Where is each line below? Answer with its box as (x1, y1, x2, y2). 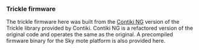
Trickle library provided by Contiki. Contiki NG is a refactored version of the (6, 24, 194, 32)
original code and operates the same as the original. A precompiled (6, 31, 174, 38)
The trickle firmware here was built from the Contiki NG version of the (6, 18, 180, 26)
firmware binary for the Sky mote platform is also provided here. (6, 37, 166, 45)
